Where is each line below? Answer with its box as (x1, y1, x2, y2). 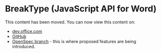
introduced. (12, 43, 35, 49)
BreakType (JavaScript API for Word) (5, 3, 157, 14)
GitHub (12, 33, 27, 39)
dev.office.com (12, 28, 42, 34)
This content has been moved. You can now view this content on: (5, 19, 136, 25)
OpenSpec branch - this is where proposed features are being (12, 38, 137, 44)
